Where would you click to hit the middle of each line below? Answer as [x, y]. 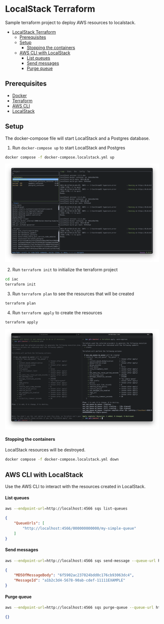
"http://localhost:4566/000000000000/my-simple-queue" [80, 528]
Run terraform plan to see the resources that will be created [73, 294]
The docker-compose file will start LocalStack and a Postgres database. [78, 138]
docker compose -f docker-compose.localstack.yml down [62, 460]
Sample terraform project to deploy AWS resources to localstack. [70, 22]
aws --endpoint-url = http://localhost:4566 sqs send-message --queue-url [81, 560]
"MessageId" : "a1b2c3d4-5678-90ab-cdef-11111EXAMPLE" [70, 581]
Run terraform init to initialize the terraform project [65, 270]
